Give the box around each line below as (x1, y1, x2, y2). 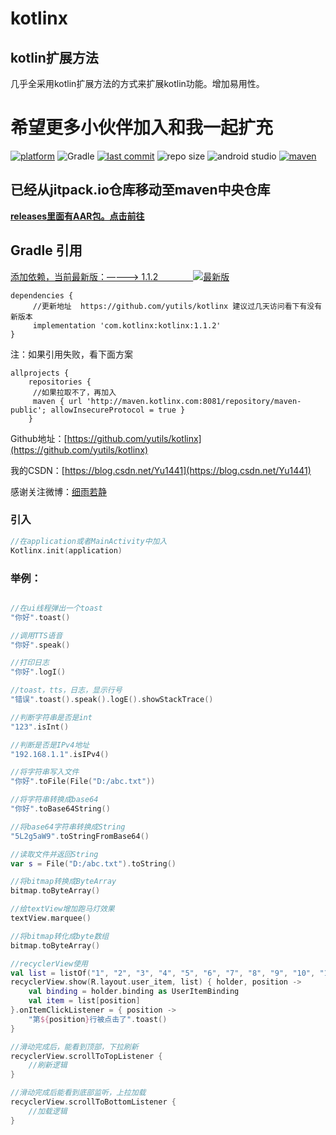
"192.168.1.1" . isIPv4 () (10, 749, 110, 759)
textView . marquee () (10, 913, 92, 924)
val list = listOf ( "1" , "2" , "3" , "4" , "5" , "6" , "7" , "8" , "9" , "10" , (10, 968, 316, 978)
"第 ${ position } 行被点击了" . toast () (28, 1014, 168, 1024)
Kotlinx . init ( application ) (10, 545, 123, 556)
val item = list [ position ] (28, 996, 141, 1006)
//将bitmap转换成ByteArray (10, 877, 117, 887)
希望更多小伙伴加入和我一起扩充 (10, 117, 274, 139)
